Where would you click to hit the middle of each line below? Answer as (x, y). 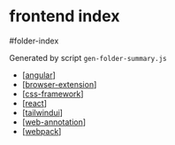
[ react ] (34, 103)
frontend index (65, 16)
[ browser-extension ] (59, 84)
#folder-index (34, 41)
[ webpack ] (42, 131)
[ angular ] (38, 75)
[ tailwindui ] (42, 112)
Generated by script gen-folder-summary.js (88, 57)
